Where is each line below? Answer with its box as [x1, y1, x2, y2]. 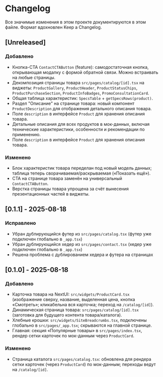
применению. [12, 131, 41, 137]
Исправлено [5, 220, 36, 227]
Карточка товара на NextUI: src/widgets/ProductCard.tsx [12, 291, 130, 298]
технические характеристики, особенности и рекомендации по [12, 126, 145, 132]
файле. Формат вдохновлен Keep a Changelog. [5, 24, 102, 30]
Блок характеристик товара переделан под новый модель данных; [12, 165, 152, 171]
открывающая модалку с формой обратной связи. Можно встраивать [12, 69, 159, 75]
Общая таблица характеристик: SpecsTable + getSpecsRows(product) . [12, 95, 153, 101]
